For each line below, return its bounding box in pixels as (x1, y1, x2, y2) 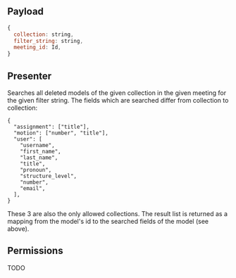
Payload (7, 6, 44, 18)
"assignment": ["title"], (13, 123, 90, 130)
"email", (20, 185, 46, 192)
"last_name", (20, 154, 58, 161)
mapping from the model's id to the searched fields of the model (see (7, 217, 209, 225)
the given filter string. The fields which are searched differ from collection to (7, 96, 229, 104)
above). (7, 225, 30, 233)
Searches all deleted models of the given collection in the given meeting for (7, 89, 227, 97)
